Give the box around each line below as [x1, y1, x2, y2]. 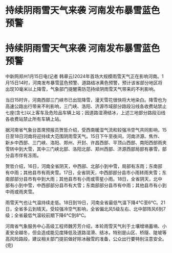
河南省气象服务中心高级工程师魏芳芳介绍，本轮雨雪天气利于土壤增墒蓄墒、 [5, 223, 162, 230]
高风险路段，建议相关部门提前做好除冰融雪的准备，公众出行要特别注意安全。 [5, 236, 167, 242]
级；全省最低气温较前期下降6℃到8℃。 [5, 212, 89, 218]
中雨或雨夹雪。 [5, 189, 37, 195]
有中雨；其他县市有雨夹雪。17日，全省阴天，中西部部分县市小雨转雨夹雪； [5, 169, 162, 176]
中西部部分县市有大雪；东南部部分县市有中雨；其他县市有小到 [36, 182, 167, 189]
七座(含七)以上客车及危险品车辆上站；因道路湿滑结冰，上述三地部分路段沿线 [5, 110, 166, 116]
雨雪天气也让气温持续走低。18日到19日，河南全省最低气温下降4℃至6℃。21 [5, 199, 165, 206]
